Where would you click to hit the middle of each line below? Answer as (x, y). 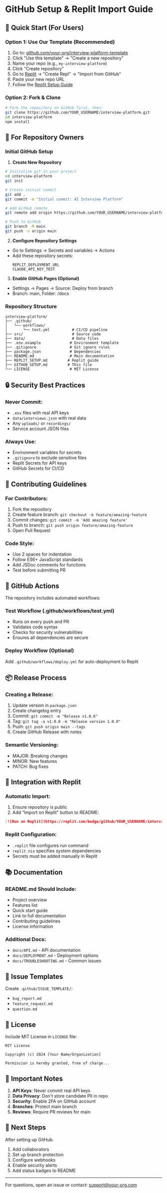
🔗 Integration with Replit (43, 782)
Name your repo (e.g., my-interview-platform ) (60, 63)
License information (33, 926)
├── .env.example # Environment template (62, 343)
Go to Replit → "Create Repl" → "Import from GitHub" (67, 74)
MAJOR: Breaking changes (40, 756)
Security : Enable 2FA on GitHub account (54, 1101)
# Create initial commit (31, 190)
